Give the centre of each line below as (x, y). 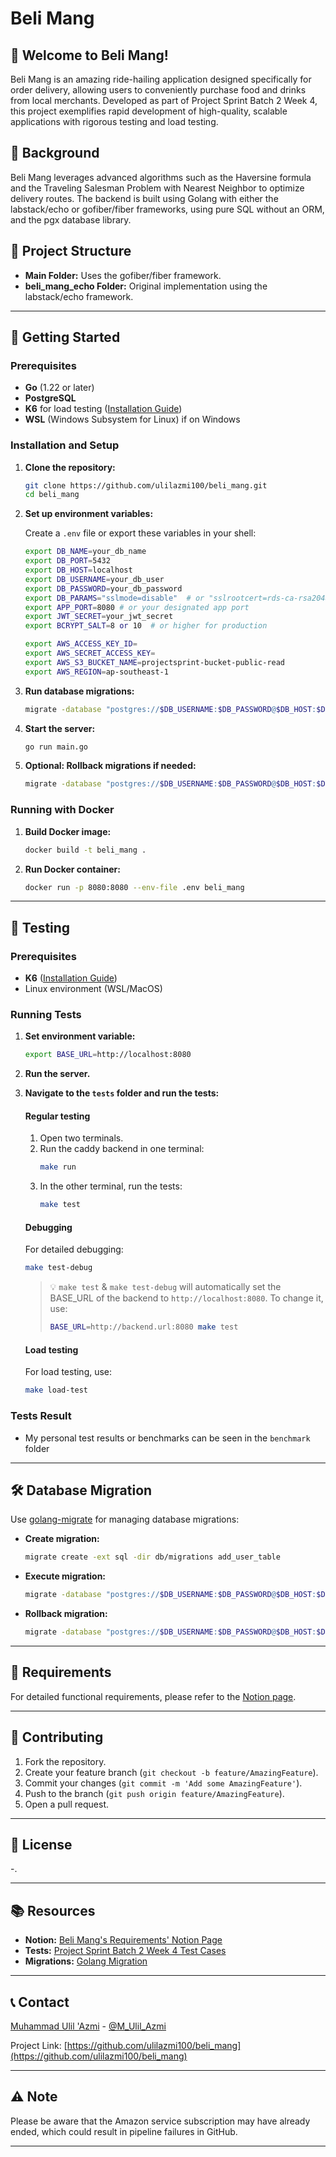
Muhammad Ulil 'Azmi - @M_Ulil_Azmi (88, 2026)
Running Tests (46, 1015)
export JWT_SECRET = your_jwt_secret (99, 617)
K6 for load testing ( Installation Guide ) (103, 409)
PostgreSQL (50, 398)
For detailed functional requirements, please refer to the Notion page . (153, 1696)
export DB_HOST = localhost (78, 570)
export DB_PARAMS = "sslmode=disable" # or (114, 598)
